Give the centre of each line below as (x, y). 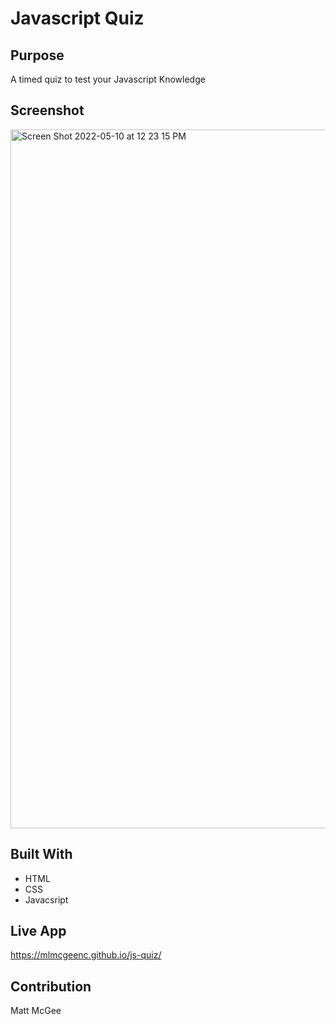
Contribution (51, 986)
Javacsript (46, 899)
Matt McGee (36, 1011)
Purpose (37, 55)
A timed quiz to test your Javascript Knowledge (108, 79)
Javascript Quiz (77, 18)
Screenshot (47, 110)
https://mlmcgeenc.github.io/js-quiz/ (86, 955)
